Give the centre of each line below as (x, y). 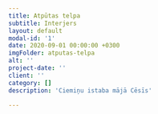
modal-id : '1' (32, 38)
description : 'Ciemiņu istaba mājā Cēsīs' (80, 90)
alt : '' (21, 61)
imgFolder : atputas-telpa (51, 53)
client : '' (26, 75)
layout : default (35, 31)
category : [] (30, 83)
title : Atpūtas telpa (45, 16)
